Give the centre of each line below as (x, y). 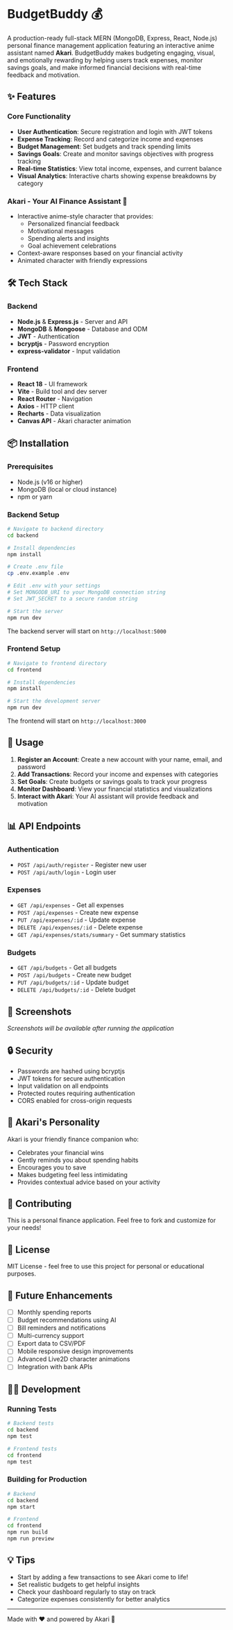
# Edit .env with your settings (54, 586)
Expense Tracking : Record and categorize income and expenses (110, 139)
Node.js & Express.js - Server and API (72, 321)
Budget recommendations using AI (67, 1320)
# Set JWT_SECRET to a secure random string (72, 599)
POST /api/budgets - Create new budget (74, 975)
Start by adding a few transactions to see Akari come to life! (103, 1577)
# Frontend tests (32, 1449)
